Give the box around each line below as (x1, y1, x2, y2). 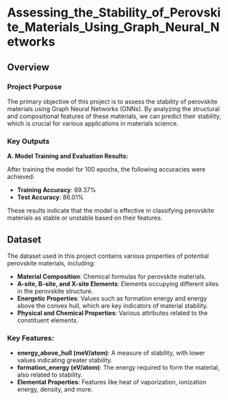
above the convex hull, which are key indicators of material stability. (16, 301, 209, 309)
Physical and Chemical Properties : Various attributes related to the (16, 309, 208, 317)
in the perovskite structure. (16, 287, 94, 295)
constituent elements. (16, 316, 79, 324)
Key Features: (7, 333, 55, 342)
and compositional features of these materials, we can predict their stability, (7, 112, 221, 120)
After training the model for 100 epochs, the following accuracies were (7, 165, 206, 174)
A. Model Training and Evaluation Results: (7, 152, 129, 161)
